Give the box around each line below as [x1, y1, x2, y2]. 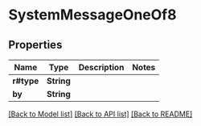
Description [78, 62, 125, 73]
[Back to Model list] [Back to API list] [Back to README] [8, 109, 193, 119]
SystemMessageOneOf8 [8, 6, 177, 24]
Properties [8, 38, 63, 52]
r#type [12, 75, 39, 86]
